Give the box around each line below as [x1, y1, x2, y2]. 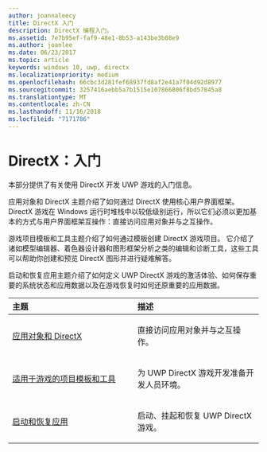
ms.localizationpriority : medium [8, 71, 119, 79]
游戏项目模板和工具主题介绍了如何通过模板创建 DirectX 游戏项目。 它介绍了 [8, 233, 254, 243]
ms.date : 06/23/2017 [8, 49, 77, 56]
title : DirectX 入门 [8, 19, 74, 27]
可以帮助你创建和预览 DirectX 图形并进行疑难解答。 [8, 253, 176, 263]
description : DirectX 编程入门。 [8, 26, 113, 34]
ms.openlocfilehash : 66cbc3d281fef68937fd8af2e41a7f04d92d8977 [8, 78, 222, 86]
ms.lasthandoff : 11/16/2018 [8, 108, 102, 116]
